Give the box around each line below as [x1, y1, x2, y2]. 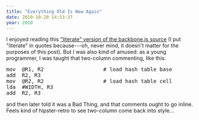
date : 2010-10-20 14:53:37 [6, 14, 73, 20]
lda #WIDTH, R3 [6, 84, 53, 90]
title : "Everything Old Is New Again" [6, 8, 102, 15]
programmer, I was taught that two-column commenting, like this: [6, 54, 166, 62]
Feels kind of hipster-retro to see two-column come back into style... [6, 107, 174, 114]
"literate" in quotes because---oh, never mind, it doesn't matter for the [6, 42, 179, 49]
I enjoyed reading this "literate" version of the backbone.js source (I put [6, 36, 181, 43]
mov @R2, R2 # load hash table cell [6, 78, 172, 85]
